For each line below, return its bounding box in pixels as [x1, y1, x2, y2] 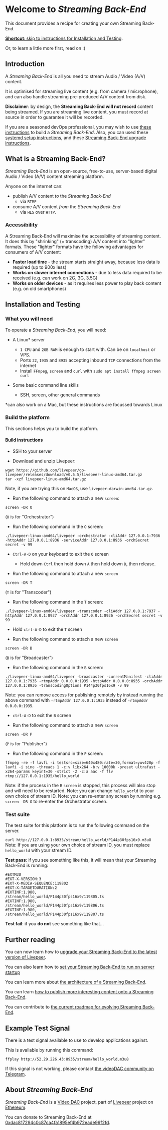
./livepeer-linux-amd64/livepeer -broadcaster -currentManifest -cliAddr [5, 674, 163, 679]
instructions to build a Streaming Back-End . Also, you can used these [5, 129, 149, 135]
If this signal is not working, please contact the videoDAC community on [5, 1065, 154, 1072]
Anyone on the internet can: [5, 183, 63, 189]
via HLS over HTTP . [20, 209, 56, 215]
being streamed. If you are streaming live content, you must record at [5, 108, 148, 114]
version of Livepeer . [5, 954, 47, 960]
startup [5, 969, 20, 975]
